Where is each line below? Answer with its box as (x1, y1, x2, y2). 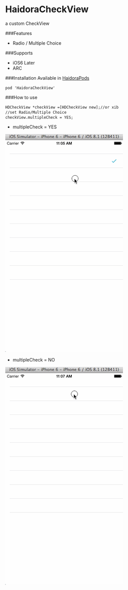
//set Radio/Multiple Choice (5, 110, 67, 115)
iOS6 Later (12, 59, 35, 65)
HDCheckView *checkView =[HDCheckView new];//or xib (5, 105, 119, 110)
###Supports (5, 50, 33, 56)
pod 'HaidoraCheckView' (5, 85, 56, 90)
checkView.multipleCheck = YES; (5, 115, 73, 120)
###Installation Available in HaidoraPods (5, 75, 90, 81)
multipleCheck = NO (12, 356, 55, 363)
